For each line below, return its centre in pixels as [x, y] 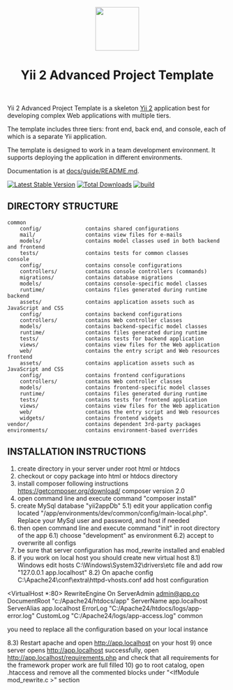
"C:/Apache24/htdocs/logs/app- [156, 608]
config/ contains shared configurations [99, 228]
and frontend [26, 247]
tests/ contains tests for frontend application [114, 399]
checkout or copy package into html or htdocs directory [97, 476]
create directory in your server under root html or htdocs [98, 469]
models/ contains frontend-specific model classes [115, 388]
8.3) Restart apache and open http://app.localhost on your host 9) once [110, 643]
